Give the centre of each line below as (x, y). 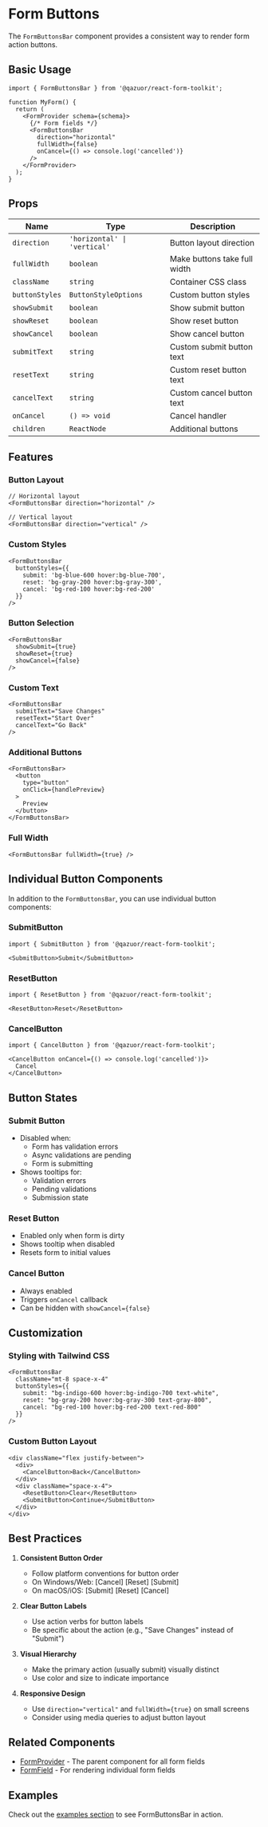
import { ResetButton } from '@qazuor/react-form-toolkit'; (110, 995)
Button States (43, 1098)
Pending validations (64, 1189)
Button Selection (41, 623)
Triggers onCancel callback (64, 1299)
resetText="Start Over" (55, 718)
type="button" (46, 783)
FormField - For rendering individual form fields (97, 1770)
